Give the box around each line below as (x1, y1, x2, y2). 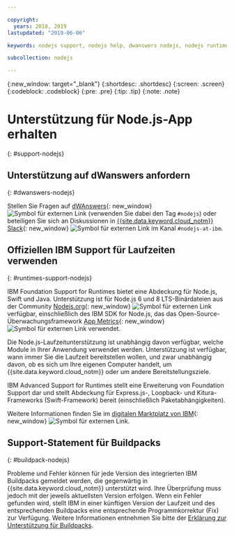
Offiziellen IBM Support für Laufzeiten (7, 244, 175, 256)
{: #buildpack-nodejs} (7, 455, 70, 464)
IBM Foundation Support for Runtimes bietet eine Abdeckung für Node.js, (7, 287, 217, 295)
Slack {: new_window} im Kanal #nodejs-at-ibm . (7, 224, 224, 232)
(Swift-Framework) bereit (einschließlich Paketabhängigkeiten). (44, 396, 226, 404)
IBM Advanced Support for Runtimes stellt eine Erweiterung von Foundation (7, 381, 224, 389)
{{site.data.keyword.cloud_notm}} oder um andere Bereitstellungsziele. (7, 367, 211, 375)
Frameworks (7, 396, 43, 404)
